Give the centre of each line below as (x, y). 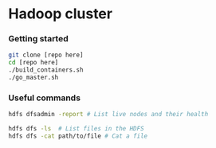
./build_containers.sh (46, 70)
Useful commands (45, 98)
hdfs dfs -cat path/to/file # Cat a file (78, 136)
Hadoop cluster (61, 14)
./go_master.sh (33, 78)
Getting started (39, 39)
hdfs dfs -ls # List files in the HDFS (77, 129)
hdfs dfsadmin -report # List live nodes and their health (108, 115)
